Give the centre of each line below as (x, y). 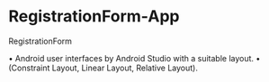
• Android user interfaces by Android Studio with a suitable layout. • (134, 58)
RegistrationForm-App (94, 16)
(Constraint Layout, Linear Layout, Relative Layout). (103, 68)
